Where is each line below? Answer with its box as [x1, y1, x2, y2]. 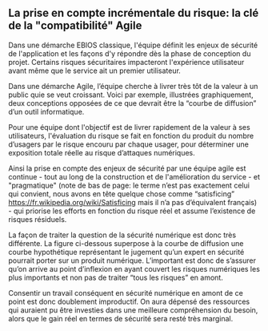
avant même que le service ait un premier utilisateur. [8, 66, 182, 75]
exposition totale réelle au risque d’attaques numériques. [8, 147, 196, 157]
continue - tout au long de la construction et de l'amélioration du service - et [8, 172, 260, 181]
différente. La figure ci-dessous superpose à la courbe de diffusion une [8, 238, 244, 248]
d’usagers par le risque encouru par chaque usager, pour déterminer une [8, 139, 250, 149]
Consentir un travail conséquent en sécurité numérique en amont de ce [8, 288, 244, 297]
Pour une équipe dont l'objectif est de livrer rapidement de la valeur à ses [8, 122, 250, 131]
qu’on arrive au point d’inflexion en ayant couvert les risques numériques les [8, 264, 260, 273]
